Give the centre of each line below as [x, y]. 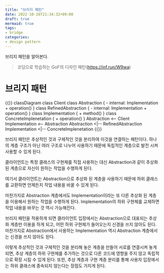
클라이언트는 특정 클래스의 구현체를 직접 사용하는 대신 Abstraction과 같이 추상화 [82, 162]
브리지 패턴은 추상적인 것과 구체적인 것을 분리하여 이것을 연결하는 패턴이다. [77, 139]
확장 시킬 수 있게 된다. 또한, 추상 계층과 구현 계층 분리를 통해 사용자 [78, 259]
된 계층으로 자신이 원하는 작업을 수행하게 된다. [49, 168]
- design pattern [23, 42]
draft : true [17, 19]
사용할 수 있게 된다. [23, 152]
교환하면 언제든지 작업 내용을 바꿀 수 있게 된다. [55, 185]
